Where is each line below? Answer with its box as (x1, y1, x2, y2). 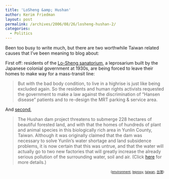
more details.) (17, 159, 47, 165)
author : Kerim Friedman (5, 12, 55, 17)
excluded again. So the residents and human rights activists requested (17, 86, 164, 92)
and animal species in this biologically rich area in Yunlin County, (17, 127, 152, 133)
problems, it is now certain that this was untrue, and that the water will (17, 143, 164, 149)
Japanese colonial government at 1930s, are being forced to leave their (5, 65, 153, 71)
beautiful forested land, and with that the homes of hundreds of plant (17, 122, 161, 127)
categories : (5, 26, 30, 31)
